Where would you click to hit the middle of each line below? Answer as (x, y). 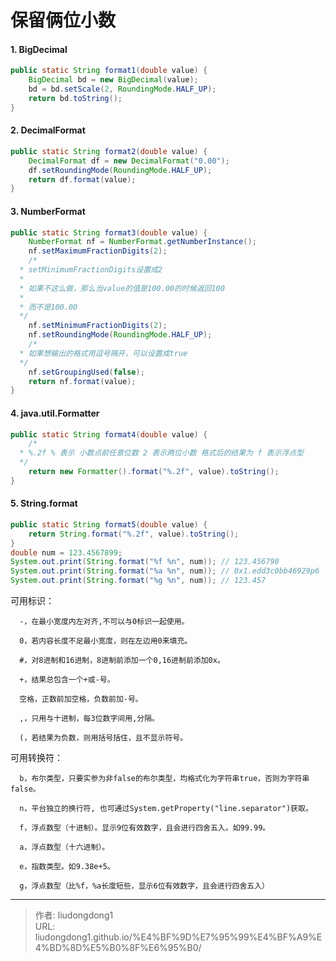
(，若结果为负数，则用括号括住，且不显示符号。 (103, 738)
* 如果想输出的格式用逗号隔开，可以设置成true (103, 353)
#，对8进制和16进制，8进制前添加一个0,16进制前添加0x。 (122, 661)
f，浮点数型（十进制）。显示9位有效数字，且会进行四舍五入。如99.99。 (145, 828)
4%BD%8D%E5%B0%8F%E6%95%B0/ (118, 948)
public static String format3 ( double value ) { (109, 232)
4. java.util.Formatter (55, 413)
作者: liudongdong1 (74, 915)
